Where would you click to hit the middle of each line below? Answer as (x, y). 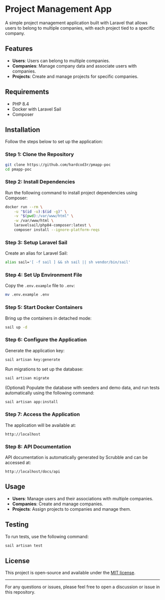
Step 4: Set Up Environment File (44, 275)
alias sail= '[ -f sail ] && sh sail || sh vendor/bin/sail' (68, 262)
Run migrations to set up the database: (44, 369)
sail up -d (16, 327)
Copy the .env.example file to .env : (40, 286)
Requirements (27, 92)
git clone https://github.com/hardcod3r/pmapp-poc (58, 165)
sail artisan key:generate (33, 359)
